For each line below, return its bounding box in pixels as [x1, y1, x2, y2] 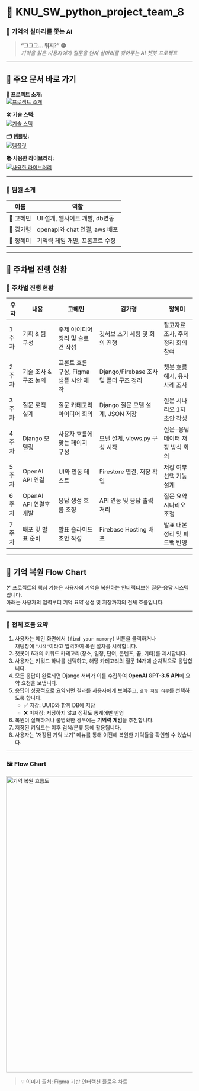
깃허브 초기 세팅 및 [99, 330, 148, 338]
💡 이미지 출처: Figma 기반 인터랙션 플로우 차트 [20, 1078, 128, 1085]
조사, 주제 [163, 330, 190, 338]
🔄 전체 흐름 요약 [6, 620, 49, 629]
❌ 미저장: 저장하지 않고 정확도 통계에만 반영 [23, 709, 124, 716]
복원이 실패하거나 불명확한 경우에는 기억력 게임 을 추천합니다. [14, 716, 154, 724]
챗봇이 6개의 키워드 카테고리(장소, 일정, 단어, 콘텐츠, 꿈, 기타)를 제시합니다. [14, 650, 188, 657]
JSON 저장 [107, 410, 137, 418]
